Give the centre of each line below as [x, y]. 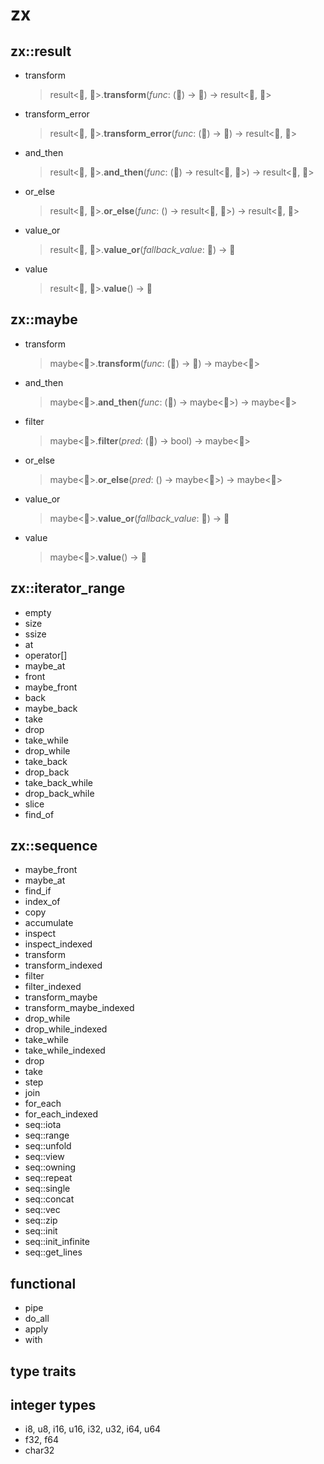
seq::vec [42, 1210]
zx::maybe [44, 319]
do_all [37, 1319]
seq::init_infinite [57, 1242]
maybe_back [51, 708]
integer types [53, 1405]
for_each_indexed [61, 1114]
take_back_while [59, 782]
